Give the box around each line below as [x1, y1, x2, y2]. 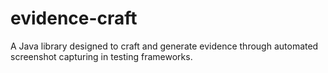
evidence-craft [10, 7, 138, 30]
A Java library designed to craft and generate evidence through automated [10, 40, 319, 52]
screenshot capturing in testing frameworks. [10, 50, 193, 62]
